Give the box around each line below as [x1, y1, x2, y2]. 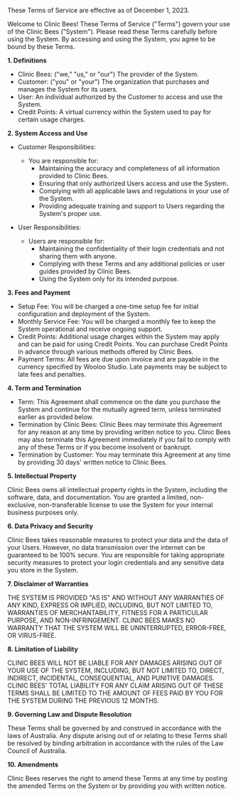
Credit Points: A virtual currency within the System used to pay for [17, 108, 212, 116]
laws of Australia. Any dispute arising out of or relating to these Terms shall [7, 732, 227, 739]
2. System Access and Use [7, 129, 88, 137]
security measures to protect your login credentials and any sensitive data [7, 558, 225, 567]
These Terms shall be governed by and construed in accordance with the [7, 724, 222, 732]
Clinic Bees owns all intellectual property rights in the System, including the [7, 486, 228, 494]
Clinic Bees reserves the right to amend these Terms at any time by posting [7, 774, 228, 782]
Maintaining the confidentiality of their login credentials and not [38, 244, 225, 253]
